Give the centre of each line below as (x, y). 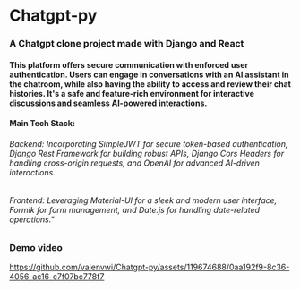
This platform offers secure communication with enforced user (129, 64)
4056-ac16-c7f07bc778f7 (57, 277)
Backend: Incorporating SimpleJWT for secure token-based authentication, (149, 143)
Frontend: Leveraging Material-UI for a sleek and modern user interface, (143, 200)
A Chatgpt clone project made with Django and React (127, 44)
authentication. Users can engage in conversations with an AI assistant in (149, 74)
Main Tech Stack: (43, 124)
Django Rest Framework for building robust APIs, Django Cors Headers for (147, 153)
